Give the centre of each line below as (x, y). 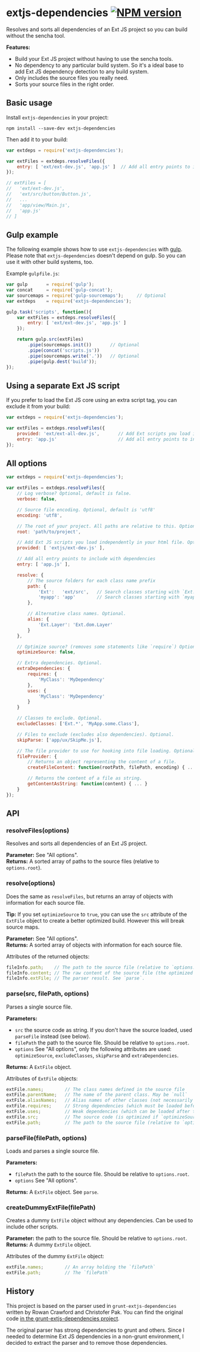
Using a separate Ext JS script (63, 385)
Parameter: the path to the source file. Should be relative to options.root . (97, 1239)
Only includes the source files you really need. (72, 78)
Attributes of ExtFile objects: (42, 1078)
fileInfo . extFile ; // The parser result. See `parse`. (76, 978)
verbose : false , (37, 499)
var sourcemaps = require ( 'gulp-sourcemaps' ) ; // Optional (86, 296)
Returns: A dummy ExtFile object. (49, 1245)
